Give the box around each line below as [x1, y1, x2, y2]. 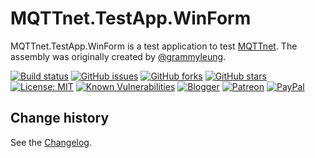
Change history [10, 110, 110, 127]
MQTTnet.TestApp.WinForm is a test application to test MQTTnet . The [10, 40, 298, 52]
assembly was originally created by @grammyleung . [10, 50, 227, 62]
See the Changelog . [10, 136, 93, 148]
